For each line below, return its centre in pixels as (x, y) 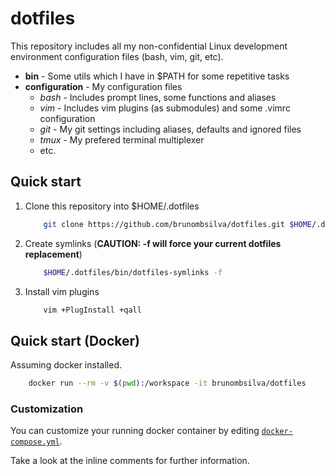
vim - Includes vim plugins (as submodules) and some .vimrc (165, 108)
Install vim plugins (62, 291)
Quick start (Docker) (75, 340)
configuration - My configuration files (103, 86)
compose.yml (35, 442)
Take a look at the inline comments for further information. (130, 461)
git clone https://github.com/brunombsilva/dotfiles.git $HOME (177, 224)
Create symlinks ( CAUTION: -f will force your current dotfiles (153, 243)
